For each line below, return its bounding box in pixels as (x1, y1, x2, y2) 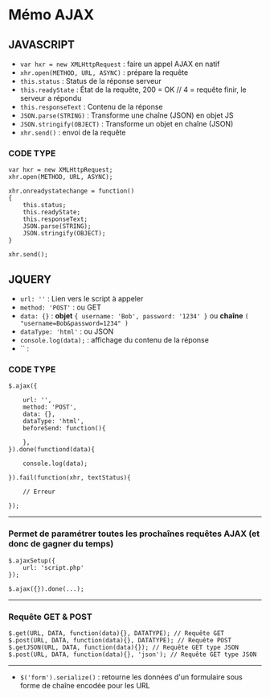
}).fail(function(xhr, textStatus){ (8, 474, 131, 482)
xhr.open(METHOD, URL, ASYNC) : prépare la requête (19, 68, 189, 77)
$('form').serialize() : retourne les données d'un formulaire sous (19, 672, 243, 682)
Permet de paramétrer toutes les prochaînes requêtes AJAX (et (8, 528, 260, 539)
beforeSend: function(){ (22, 425, 106, 433)
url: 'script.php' (22, 563, 84, 571)
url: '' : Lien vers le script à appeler (19, 294, 144, 304)
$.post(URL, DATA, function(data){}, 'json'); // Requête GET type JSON (8, 650, 257, 659)
